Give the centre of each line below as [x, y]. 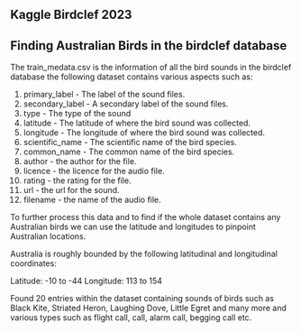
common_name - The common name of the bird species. [129, 152]
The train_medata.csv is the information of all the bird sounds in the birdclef [151, 68]
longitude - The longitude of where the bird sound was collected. [144, 133]
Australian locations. [48, 236]
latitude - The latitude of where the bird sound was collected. [137, 123]
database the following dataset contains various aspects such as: [132, 77]
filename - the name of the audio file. [92, 200]
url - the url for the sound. [71, 190]
